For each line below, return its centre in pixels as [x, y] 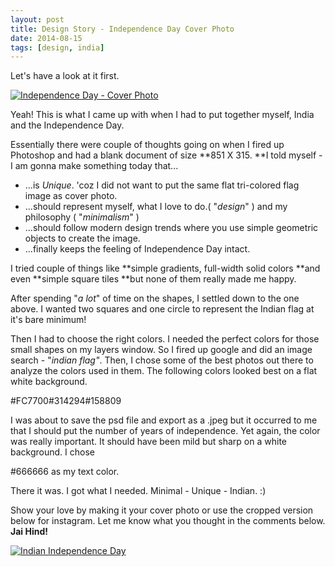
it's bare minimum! [48, 320]
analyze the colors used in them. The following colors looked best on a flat [164, 371]
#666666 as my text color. [65, 472]
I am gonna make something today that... [94, 166]
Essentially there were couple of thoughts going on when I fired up [147, 145]
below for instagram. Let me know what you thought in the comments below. [168, 521]
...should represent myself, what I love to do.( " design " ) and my [156, 207]
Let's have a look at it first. [65, 76]
